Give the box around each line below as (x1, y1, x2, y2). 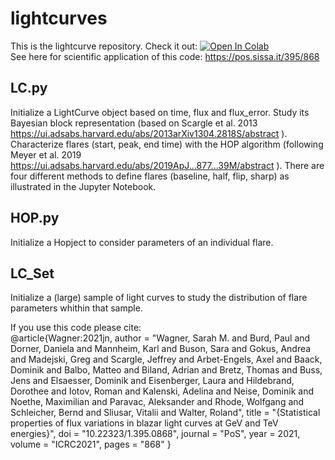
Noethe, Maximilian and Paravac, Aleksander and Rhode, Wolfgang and (10, 396, 305, 408)
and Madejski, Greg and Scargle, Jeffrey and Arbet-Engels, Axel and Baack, (10, 353, 323, 366)
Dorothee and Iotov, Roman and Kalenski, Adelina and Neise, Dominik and (10, 385, 314, 397)
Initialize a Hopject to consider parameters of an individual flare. (10, 236, 274, 248)
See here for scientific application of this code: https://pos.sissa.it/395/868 (10, 50, 320, 62)
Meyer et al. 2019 (10, 148, 82, 161)
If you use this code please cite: (10, 322, 142, 334)
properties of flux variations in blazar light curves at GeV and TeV (10, 417, 279, 429)
